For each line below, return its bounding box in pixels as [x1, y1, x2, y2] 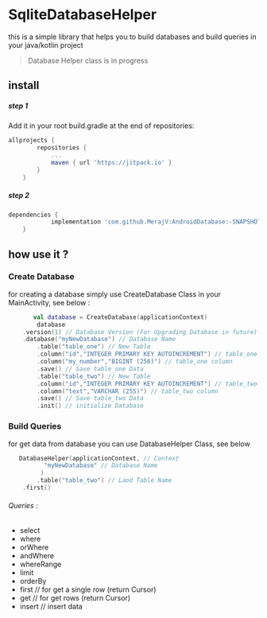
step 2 [8, 191, 30, 200]
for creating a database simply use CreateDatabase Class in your [8, 289, 221, 299]
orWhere [19, 542, 49, 552]
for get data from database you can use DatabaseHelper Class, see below [8, 439, 250, 449]
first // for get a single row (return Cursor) [19, 585, 157, 594]
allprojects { [8, 137, 56, 145]
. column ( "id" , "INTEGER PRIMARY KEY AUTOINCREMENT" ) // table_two [37, 379, 258, 387]
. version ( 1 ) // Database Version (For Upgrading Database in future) [22, 328, 258, 336]
